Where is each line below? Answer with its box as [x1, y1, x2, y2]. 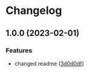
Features [5, 46, 33, 55]
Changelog [5, 4, 62, 18]
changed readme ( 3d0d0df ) [14, 60, 85, 67]
